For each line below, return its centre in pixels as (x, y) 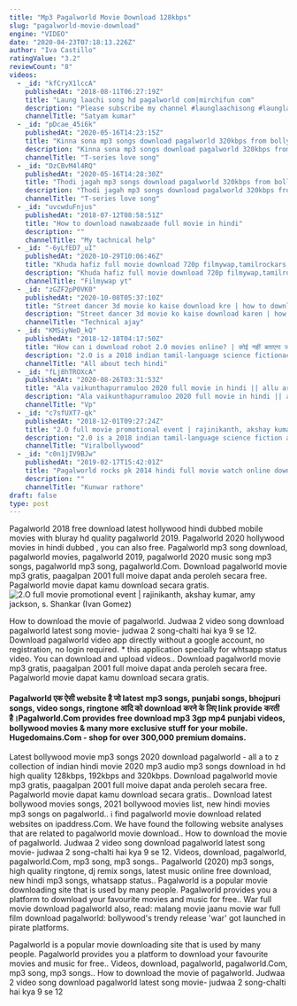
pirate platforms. (39, 928)
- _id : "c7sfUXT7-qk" (57, 413)
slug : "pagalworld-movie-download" (75, 26)
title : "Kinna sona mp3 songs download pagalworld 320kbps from (146, 141)
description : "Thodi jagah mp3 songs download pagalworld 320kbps (150, 191)
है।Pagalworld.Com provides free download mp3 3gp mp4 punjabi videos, (147, 718)
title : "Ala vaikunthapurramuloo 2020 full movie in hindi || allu (152, 388)
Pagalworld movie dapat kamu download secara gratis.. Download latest (141, 795)
